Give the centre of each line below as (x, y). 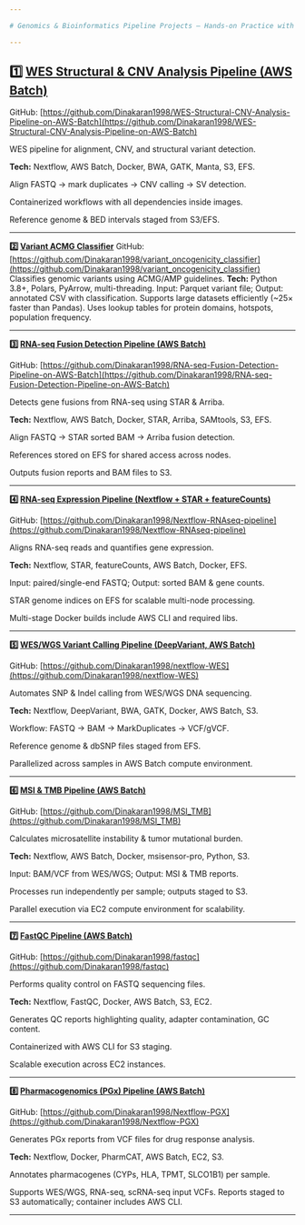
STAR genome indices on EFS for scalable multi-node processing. (133, 600)
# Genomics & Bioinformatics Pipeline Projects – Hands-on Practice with (152, 25)
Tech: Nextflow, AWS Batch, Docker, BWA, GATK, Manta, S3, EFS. (133, 167)
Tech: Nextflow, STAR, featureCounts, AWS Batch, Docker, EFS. (128, 566)
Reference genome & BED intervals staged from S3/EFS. (115, 220)
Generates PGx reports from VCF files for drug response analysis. (133, 1140)
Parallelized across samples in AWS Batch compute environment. (131, 764)
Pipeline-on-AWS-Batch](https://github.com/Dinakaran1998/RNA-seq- (141, 375)
